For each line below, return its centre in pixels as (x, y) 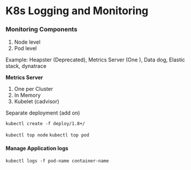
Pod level (25, 48)
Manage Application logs (37, 148)
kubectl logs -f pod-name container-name (57, 161)
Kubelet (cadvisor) (37, 102)
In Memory (27, 95)
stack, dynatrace (26, 66)
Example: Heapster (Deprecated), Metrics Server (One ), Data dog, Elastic (96, 60)
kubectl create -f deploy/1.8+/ (45, 124)
